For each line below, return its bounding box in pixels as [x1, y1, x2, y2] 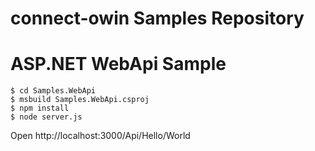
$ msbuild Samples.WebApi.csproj [10, 95, 150, 105]
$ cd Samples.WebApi [10, 86, 97, 96]
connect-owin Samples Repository [10, 7, 305, 30]
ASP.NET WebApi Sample [10, 53, 227, 76]
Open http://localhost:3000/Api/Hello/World [10, 130, 191, 142]
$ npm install [10, 103, 70, 114]
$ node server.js [10, 112, 83, 122]
